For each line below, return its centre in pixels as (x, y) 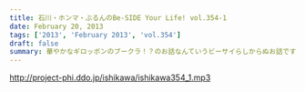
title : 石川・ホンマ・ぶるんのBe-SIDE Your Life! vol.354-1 (118, 18)
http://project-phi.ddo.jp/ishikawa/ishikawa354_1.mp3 (110, 77)
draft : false (34, 43)
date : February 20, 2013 (56, 26)
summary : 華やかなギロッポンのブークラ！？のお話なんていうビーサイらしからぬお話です (153, 52)
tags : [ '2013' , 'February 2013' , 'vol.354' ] (95, 35)
